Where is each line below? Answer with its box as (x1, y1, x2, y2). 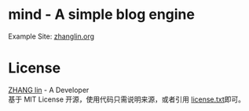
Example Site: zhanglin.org (8, 31, 95, 41)
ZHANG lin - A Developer (8, 85, 90, 94)
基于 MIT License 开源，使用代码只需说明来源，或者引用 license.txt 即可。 (8, 94, 246, 104)
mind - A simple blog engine (8, 6, 195, 24)
